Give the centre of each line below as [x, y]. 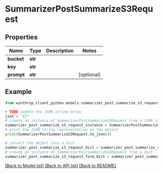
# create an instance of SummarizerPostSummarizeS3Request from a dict [79, 152]
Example [18, 92]
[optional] [90, 75]
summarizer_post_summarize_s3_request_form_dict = [57, 157]
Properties [21, 37]
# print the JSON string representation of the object [62, 130]
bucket [16, 59]
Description [60, 51]
